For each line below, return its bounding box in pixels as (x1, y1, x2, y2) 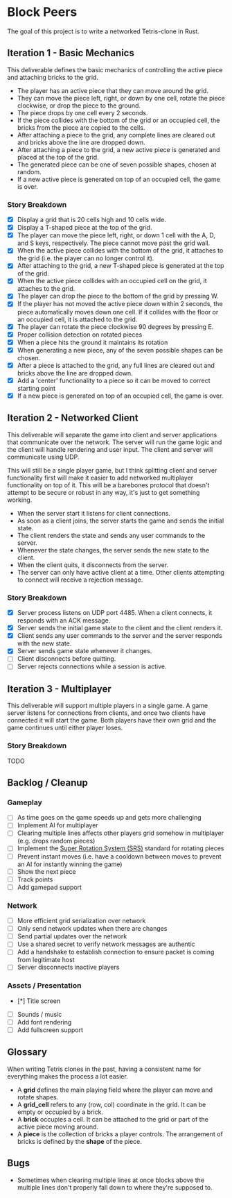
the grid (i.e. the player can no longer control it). (17, 254, 154, 262)
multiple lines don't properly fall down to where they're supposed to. (17, 1183, 213, 1191)
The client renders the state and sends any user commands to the (17, 531, 206, 539)
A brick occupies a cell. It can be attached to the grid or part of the (17, 1115, 209, 1123)
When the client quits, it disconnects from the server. (17, 560, 169, 569)
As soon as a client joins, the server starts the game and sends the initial (17, 516, 224, 525)
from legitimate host (17, 956, 75, 964)
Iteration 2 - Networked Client (7, 412, 139, 424)
